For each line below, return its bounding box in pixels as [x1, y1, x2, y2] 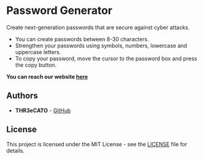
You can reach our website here [6, 73, 88, 80]
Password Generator [6, 4, 112, 18]
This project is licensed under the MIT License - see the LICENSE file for [6, 140, 187, 147]
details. [6, 147, 25, 154]
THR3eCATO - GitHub [15, 107, 71, 114]
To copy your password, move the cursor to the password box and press [15, 55, 198, 62]
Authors [6, 90, 38, 101]
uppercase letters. [15, 48, 61, 55]
